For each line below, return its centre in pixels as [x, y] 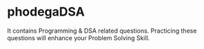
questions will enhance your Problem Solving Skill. [79, 37]
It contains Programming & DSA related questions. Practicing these [102, 31]
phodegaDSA [46, 12]
